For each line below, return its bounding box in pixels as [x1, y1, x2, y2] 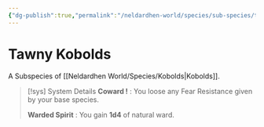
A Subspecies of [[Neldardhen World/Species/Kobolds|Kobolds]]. [8, 71, 220, 81]
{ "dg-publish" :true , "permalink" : [8, 11, 118, 20]
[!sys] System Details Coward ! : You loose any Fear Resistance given [27, 86, 253, 96]
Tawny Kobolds [8, 45, 112, 63]
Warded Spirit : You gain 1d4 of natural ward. [27, 110, 174, 119]
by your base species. [27, 95, 100, 104]
